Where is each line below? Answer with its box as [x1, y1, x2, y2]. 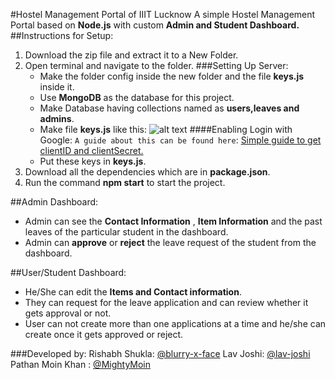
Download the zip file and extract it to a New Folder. [24, 49, 239, 61]
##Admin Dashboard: [10, 196, 99, 208]
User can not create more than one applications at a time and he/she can [24, 318, 327, 329]
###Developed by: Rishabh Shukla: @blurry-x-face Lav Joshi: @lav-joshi [10, 348, 311, 359]
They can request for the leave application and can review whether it [24, 297, 309, 308]
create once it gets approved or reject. [24, 329, 184, 340]
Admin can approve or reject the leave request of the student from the [24, 237, 317, 248]
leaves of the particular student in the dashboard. [24, 226, 229, 238]
